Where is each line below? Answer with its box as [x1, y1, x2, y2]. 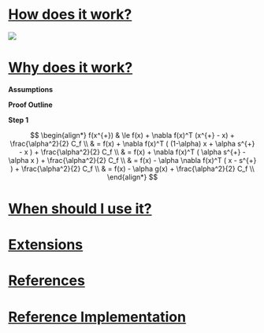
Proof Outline [8, 100, 53, 109]
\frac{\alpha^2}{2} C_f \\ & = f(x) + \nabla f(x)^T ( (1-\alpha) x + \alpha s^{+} [9, 139, 255, 148]
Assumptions [8, 84, 54, 94]
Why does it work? [8, 59, 133, 76]
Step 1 [8, 115, 29, 124]
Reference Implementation [8, 308, 187, 326]
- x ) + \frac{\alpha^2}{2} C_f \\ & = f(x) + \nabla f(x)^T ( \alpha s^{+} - [19, 147, 246, 157]
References [8, 272, 85, 290]
